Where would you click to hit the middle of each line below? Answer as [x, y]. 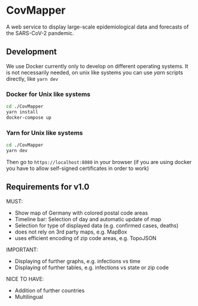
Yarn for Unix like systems [44, 133]
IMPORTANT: [22, 250]
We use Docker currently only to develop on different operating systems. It [97, 66]
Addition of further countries [49, 290]
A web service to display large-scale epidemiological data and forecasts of [98, 27]
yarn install [22, 112]
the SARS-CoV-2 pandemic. [40, 33]
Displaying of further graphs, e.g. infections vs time [77, 261]
